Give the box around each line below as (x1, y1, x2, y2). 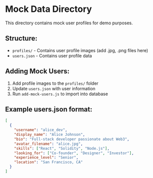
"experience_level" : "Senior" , (14, 155, 79, 160)
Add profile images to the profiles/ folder (12, 80, 99, 86)
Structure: (5, 34, 38, 43)
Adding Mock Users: (5, 67, 70, 75)
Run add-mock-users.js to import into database (12, 91, 108, 97)
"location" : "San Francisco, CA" (14, 160, 83, 165)
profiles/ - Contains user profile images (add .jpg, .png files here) (12, 47, 149, 53)
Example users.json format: (5, 105, 93, 114)
